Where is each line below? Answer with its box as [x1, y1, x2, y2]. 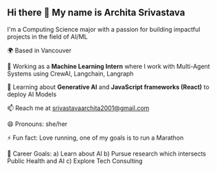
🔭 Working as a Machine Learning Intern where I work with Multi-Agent [7, 62, 211, 70]
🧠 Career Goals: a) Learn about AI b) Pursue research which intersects [7, 149, 207, 158]
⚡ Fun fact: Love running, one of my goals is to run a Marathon [7, 133, 184, 142]
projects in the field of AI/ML [7, 32, 88, 41]
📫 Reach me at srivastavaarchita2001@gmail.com [7, 104, 150, 112]
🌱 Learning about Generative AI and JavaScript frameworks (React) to [7, 83, 209, 91]
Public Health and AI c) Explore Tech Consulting [7, 156, 143, 165]
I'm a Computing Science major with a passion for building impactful [7, 25, 201, 33]
